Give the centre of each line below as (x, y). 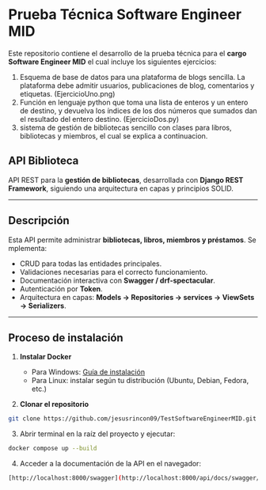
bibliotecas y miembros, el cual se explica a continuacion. (114, 135)
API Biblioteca (44, 161)
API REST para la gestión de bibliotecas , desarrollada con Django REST (126, 180)
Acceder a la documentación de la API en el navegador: (110, 464)
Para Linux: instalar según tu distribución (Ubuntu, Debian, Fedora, (140, 381)
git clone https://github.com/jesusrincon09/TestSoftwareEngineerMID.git (133, 419)
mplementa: (28, 248)
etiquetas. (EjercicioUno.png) (67, 93)
